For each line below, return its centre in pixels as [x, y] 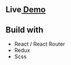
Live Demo [26, 10]
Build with [24, 30]
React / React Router [40, 44]
